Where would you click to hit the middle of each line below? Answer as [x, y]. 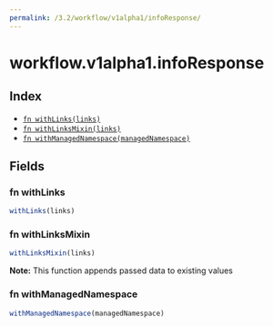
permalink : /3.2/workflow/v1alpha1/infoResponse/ [106, 18]
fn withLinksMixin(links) [71, 128]
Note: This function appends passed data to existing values [121, 271]
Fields [27, 166]
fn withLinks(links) [61, 119]
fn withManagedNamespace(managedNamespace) [106, 138]
